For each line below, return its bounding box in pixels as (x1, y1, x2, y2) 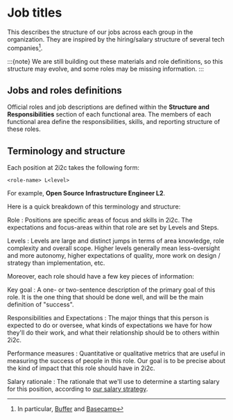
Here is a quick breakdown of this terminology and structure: (7, 202, 181, 211)
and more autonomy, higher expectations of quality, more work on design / (7, 252, 221, 260)
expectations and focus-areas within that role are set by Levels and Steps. (7, 223, 220, 231)
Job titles (7, 5, 62, 21)
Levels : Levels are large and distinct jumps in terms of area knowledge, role (7, 237, 225, 245)
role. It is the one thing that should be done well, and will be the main (7, 293, 204, 301)
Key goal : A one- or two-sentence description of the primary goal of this (7, 286, 216, 294)
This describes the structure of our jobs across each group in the (7, 28, 193, 36)
